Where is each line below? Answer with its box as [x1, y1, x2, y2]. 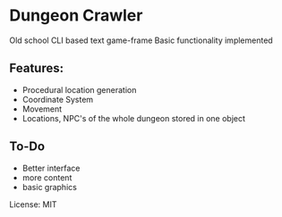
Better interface [21, 163, 81, 173]
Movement [21, 104, 63, 114]
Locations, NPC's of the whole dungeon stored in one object [21, 113, 246, 123]
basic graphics [21, 181, 78, 192]
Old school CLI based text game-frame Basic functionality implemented [9, 35, 273, 46]
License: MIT [9, 198, 57, 210]
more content [21, 171, 73, 183]
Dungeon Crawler [9, 5, 143, 26]
